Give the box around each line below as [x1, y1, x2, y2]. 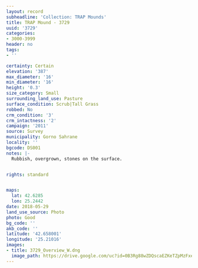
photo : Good [6, 215, 35, 220]
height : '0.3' [6, 85, 41, 91]
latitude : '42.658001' [6, 231, 62, 237]
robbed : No [6, 106, 33, 112]
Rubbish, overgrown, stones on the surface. [11, 156, 123, 162]
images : [6, 242, 25, 248]
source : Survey [6, 129, 44, 135]
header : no [6, 42, 33, 48]
